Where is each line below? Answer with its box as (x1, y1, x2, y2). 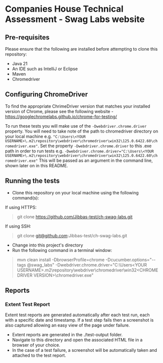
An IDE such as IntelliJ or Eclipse (12, 66, 78, 72)
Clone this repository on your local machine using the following (12, 190, 139, 195)
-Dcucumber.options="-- (105, 257, 156, 263)
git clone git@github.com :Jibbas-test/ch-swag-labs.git (17, 232, 127, 238)
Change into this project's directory (12, 242, 84, 248)
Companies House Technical (5, 3, 124, 15)
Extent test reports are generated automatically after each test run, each (5, 312, 150, 318)
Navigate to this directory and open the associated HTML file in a (12, 337, 143, 343)
